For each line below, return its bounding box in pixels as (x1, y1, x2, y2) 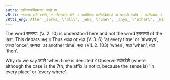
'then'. (5, 48, 19, 54)
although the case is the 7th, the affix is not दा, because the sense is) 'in (5, 63, 154, 69)
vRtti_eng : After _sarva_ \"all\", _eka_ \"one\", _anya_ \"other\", (5, 17, 155, 22)
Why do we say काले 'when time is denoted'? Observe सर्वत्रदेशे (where (5, 58, 146, 64)
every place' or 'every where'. (5, 69, 67, 75)
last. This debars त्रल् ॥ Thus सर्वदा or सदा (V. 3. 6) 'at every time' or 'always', (5, 36, 159, 43)
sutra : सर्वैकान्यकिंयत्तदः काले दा (5, 7, 57, 13)
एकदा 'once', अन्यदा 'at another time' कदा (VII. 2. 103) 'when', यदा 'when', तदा (5, 42, 155, 48)
